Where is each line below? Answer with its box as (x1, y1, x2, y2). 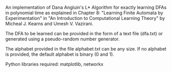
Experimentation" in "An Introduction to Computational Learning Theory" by (5, 15, 165, 21)
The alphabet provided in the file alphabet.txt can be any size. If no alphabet (5, 46, 167, 52)
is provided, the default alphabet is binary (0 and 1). (5, 51, 114, 57)
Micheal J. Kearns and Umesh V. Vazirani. (5, 20, 93, 27)
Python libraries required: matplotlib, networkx (5, 61, 104, 67)
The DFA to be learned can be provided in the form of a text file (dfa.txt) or (5, 31, 163, 36)
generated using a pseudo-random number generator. (5, 36, 120, 42)
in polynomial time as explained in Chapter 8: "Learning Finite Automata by (5, 10, 163, 16)
